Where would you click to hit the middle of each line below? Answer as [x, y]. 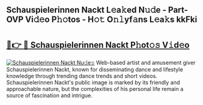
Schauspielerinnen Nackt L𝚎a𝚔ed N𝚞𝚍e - [86, 10]
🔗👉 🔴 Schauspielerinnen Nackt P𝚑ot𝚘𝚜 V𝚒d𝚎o [98, 45]
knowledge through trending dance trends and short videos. [82, 76]
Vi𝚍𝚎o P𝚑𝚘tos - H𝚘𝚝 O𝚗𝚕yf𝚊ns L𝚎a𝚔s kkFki [111, 20]
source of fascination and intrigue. [49, 95]
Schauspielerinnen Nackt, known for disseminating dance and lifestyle [95, 69]
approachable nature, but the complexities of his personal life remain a [95, 89]
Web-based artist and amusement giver [146, 63]
